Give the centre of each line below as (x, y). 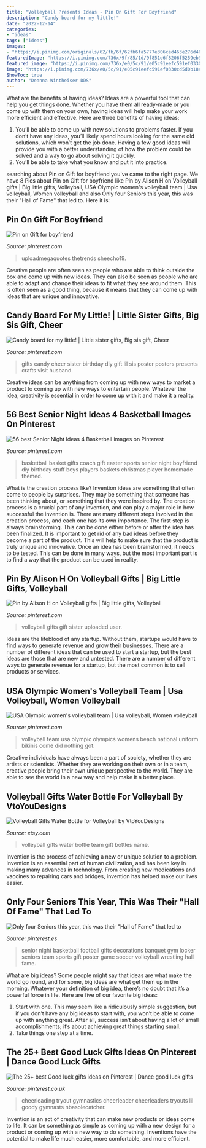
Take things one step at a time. (54, 1032)
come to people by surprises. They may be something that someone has (98, 494)
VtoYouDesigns (36, 806)
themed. (32, 476)
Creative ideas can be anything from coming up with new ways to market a (101, 382)
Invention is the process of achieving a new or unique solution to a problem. (102, 857)
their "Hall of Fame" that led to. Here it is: (58, 200)
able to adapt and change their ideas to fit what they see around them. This (101, 283)
